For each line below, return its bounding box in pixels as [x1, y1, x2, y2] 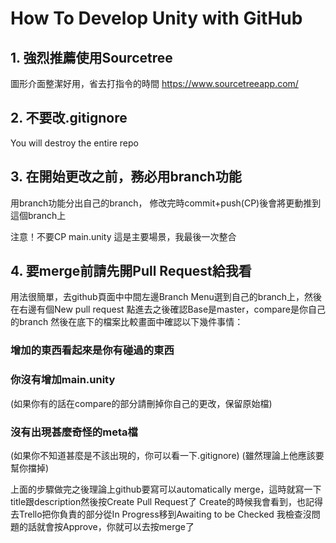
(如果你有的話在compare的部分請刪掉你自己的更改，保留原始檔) [10, 397, 273, 409]
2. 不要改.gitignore [10, 110, 128, 127]
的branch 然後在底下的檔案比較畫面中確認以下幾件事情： [10, 316, 244, 328]
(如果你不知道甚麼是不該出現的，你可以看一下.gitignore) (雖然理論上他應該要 [10, 449, 325, 461]
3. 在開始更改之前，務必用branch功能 [10, 168, 242, 186]
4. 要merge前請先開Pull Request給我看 [10, 263, 252, 280]
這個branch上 [10, 209, 67, 221]
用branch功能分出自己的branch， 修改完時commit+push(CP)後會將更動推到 [10, 197, 322, 209]
